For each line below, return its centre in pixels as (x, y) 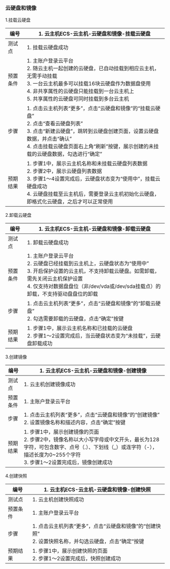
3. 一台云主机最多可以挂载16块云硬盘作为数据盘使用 (89, 84)
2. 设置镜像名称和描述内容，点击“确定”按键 (74, 422)
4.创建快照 (16, 476)
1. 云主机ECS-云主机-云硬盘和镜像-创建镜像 (93, 371)
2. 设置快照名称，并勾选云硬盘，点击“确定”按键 (88, 542)
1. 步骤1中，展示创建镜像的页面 (61, 432)
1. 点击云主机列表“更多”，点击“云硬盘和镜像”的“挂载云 (91, 109)
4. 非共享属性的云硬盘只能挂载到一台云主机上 (80, 91)
